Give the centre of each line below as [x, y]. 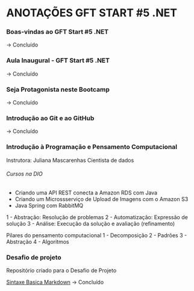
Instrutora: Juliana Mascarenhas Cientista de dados [70, 160]
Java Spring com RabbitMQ [49, 205]
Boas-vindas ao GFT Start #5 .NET [58, 32]
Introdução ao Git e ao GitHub [50, 118]
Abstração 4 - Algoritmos [38, 241]
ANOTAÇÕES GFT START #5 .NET [92, 13]
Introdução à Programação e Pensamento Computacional [92, 147]
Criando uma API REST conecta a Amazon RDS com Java [86, 193]
